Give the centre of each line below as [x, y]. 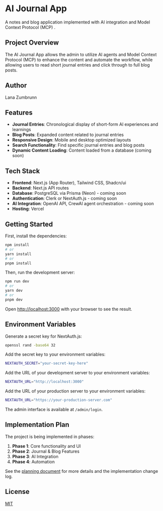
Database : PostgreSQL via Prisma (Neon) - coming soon [69, 193]
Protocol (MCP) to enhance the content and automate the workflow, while [79, 60]
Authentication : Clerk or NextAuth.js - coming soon [64, 198]
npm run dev [17, 281]
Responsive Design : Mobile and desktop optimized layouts [71, 140]
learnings [21, 130]
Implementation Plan [37, 425]
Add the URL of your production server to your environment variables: [75, 391]
